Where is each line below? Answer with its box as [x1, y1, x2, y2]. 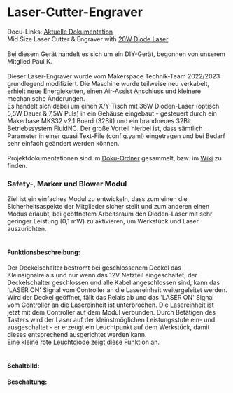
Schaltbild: [7, 361, 40, 370]
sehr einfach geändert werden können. [7, 139, 120, 147]
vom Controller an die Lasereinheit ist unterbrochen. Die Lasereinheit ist [7, 301, 215, 309]
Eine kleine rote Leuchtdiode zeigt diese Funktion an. [7, 338, 160, 347]
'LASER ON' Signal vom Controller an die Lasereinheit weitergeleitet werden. [7, 286, 227, 294]
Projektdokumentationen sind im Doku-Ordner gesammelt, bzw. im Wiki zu [7, 153, 222, 162]
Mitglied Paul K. [7, 57, 52, 65]
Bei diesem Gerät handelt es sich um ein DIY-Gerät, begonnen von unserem [7, 50, 226, 58]
